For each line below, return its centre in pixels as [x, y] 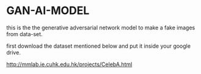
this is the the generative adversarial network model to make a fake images [101, 28]
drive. [14, 52]
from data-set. [24, 34]
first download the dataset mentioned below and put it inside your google [99, 46]
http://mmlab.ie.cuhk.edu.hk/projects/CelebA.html [69, 64]
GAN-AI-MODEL [48, 11]
